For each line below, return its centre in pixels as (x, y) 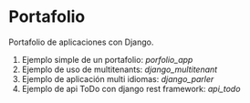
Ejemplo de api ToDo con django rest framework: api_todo (131, 88)
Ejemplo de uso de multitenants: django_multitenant (120, 69)
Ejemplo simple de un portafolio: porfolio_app (107, 59)
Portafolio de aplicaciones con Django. (81, 42)
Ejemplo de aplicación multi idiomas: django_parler (118, 78)
